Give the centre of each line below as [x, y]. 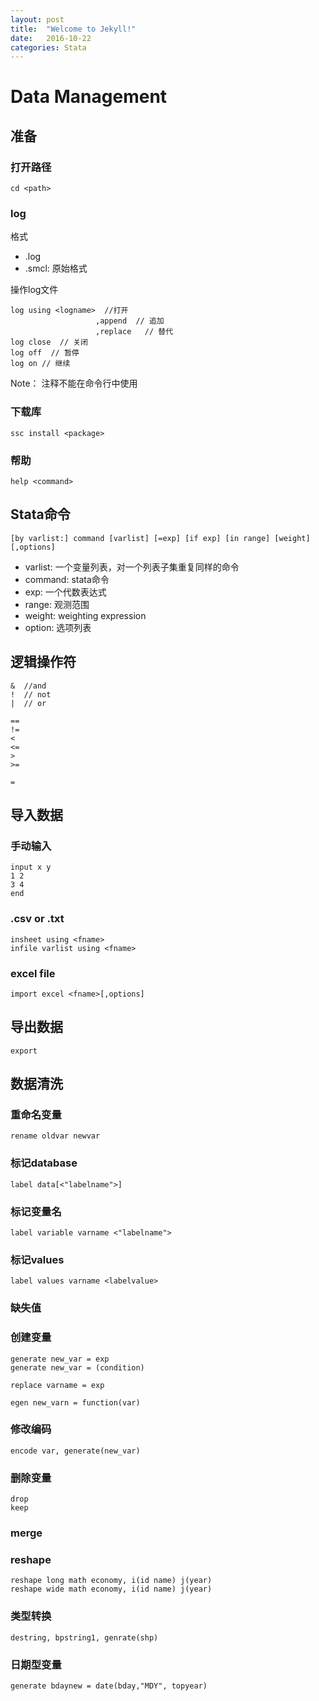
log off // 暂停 [45, 353]
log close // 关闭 [49, 342]
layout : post [37, 19]
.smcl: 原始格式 [56, 268]
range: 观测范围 [57, 604]
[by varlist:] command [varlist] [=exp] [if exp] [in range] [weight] [160, 538]
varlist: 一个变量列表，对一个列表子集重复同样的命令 [132, 567]
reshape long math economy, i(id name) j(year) [111, 1581]
